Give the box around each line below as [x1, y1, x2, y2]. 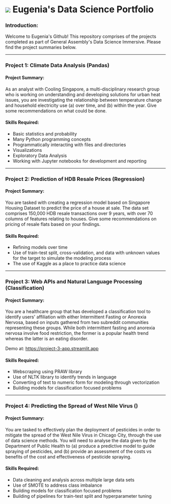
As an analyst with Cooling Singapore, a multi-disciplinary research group [5, 86, 160, 92]
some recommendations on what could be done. [5, 107, 107, 113]
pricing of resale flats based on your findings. [5, 221, 101, 227]
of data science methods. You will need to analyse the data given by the [5, 437, 156, 443]
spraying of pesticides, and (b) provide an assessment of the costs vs [5, 448, 152, 454]
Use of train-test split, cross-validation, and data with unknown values [12, 249, 160, 256]
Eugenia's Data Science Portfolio [12, 4, 154, 15]
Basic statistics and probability [12, 130, 77, 136]
